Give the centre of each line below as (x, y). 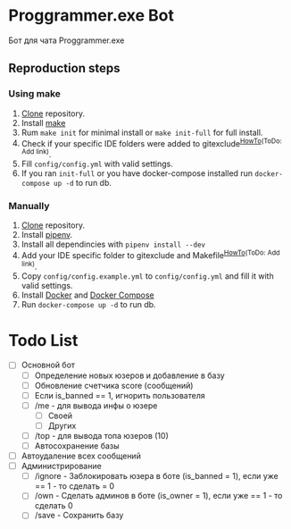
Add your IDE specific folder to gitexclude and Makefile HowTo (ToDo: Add (150, 254)
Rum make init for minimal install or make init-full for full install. (142, 132)
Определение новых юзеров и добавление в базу (129, 375)
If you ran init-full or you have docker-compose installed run (137, 173)
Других (62, 425)
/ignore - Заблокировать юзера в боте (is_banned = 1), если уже (156, 476)
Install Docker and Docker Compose (87, 295)
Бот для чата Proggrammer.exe (67, 40)
